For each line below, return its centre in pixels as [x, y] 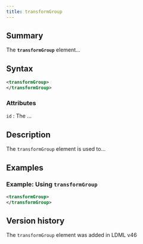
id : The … [19, 116]
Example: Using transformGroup [52, 185]
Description [28, 134]
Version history [35, 221]
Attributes [21, 103]
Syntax [20, 69]
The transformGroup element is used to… [56, 149]
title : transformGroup [34, 12]
